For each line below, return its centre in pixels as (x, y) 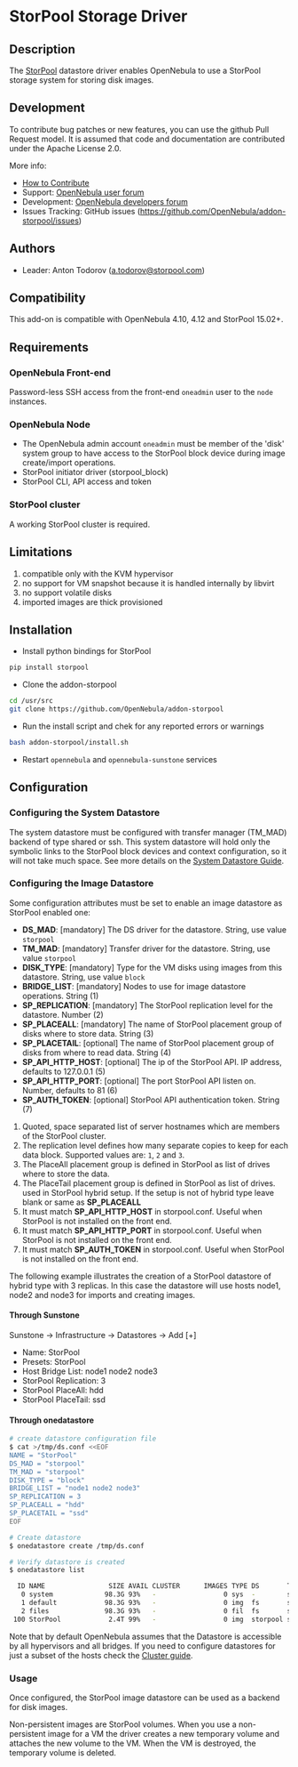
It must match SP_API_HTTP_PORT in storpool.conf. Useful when (142, 1230)
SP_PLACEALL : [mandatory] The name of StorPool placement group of (152, 1024)
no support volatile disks (67, 593)
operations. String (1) (60, 996)
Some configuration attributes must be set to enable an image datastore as (146, 903)
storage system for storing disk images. (82, 80)
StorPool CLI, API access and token (87, 481)
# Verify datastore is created (67, 1562)
